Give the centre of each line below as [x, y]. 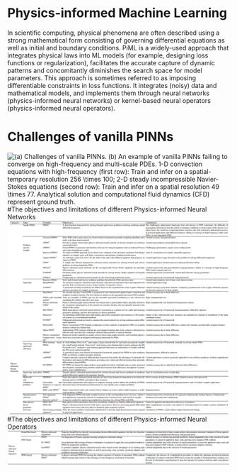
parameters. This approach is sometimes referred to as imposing [102, 78]
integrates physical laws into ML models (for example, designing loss [108, 55]
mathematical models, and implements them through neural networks [109, 93]
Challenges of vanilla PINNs [91, 137]
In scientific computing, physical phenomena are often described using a [114, 33]
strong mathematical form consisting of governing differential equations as [116, 40]
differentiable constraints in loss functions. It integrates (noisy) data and [112, 85]
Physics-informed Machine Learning [117, 13]
